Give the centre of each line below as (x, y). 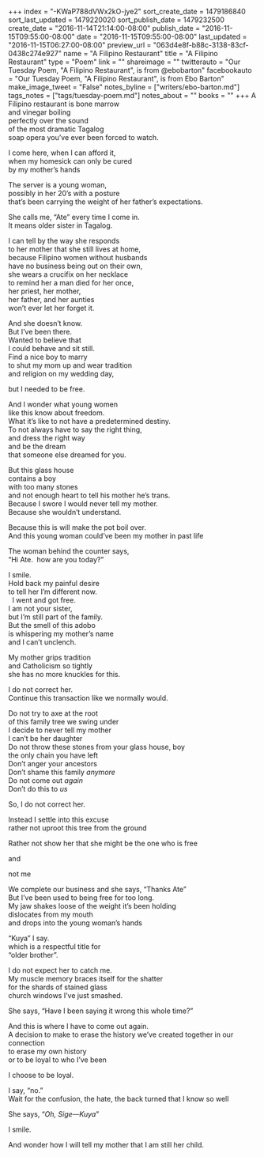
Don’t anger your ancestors (53, 764)
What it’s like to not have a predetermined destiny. (90, 421)
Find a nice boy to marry (48, 357)
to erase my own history (47, 1051)
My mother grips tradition (50, 657)
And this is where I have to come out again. (78, 1026)
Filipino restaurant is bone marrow (64, 104)
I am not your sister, (40, 609)
